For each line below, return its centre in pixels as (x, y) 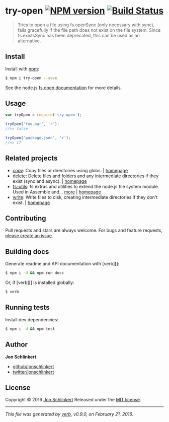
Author (16, 345)
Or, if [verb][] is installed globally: (40, 283)
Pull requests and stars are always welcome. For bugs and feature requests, (84, 230)
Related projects (31, 158)
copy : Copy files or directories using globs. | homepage (70, 170)
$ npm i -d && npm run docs (35, 273)
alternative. (29, 41)
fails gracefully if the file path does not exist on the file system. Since (89, 30)
